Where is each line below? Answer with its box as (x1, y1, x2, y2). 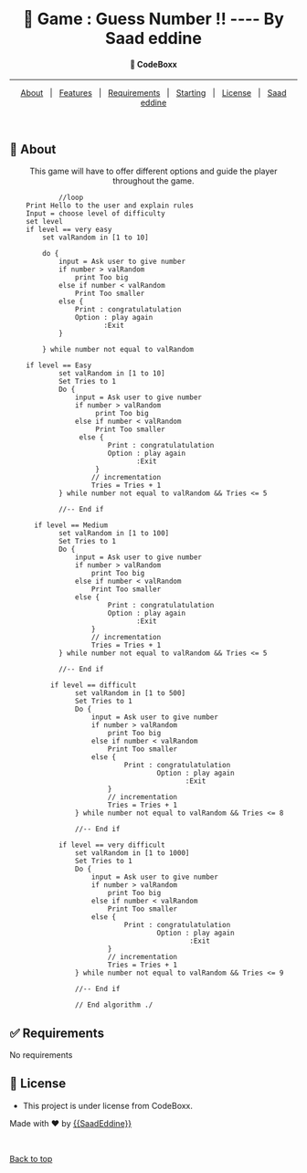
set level (26, 217, 64, 227)
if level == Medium (33, 521, 108, 530)
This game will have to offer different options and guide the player (29, 165, 278, 177)
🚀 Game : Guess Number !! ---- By (22, 9, 285, 29)
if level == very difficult (58, 840, 166, 850)
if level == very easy (26, 225, 112, 235)
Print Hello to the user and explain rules (26, 201, 195, 210)
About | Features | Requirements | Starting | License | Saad (20, 88, 287, 99)
